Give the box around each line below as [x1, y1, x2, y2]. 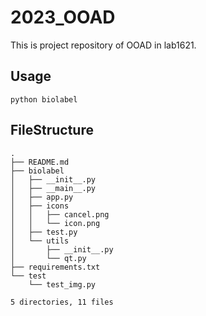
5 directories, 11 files [10, 297, 114, 307]
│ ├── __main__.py [10, 183, 97, 193]
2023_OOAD [10, 6, 116, 29]
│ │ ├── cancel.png [10, 209, 110, 220]
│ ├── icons [10, 201, 70, 211]
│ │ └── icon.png [10, 218, 101, 228]
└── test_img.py [28, 279, 97, 290]
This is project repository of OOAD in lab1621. [10, 39, 197, 51]
